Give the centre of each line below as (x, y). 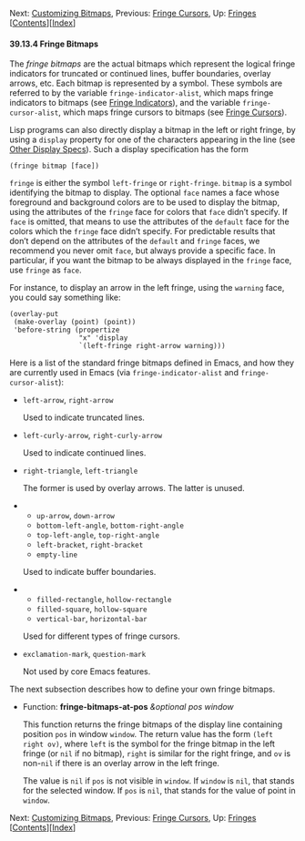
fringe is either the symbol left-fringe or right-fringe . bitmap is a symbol (151, 183)
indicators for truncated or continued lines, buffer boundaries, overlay (140, 74)
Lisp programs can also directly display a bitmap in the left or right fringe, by (152, 130)
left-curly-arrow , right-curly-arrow (92, 436)
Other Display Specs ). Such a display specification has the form (129, 149)
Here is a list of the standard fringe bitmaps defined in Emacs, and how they (152, 363)
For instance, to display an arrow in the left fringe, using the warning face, (147, 288)
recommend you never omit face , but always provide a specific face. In (142, 251)
